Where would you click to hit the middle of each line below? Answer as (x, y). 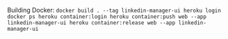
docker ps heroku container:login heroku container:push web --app (107, 17)
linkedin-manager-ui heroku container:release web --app (91, 23)
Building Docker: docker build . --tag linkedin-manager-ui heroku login (114, 10)
